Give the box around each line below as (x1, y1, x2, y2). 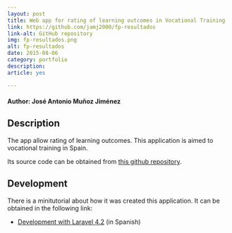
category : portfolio (7, 56, 68, 63)
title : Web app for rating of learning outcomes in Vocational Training (7, 17, 226, 24)
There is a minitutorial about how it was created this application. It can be (7, 196, 220, 205)
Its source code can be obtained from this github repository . (7, 157, 182, 165)
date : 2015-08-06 (7, 50, 59, 57)
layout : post (7, 10, 46, 18)
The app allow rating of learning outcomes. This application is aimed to (7, 136, 214, 144)
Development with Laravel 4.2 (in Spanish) (17, 218, 141, 226)
